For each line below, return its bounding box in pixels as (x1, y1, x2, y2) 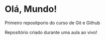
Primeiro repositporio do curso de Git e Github (5, 20, 100, 26)
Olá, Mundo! (5, 3, 57, 15)
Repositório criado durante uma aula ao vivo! (5, 29, 97, 35)
